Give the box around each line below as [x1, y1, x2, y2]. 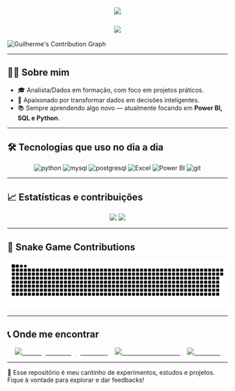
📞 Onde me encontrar [7, 329, 99, 341]
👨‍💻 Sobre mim [7, 67, 70, 78]
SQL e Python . [17, 114, 60, 122]
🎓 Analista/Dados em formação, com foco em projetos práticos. [17, 85, 204, 94]
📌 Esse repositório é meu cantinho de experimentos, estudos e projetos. [7, 368, 215, 376]
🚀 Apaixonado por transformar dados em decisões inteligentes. [17, 95, 200, 104]
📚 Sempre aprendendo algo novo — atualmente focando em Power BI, [17, 104, 222, 112]
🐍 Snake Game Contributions [7, 241, 136, 253]
